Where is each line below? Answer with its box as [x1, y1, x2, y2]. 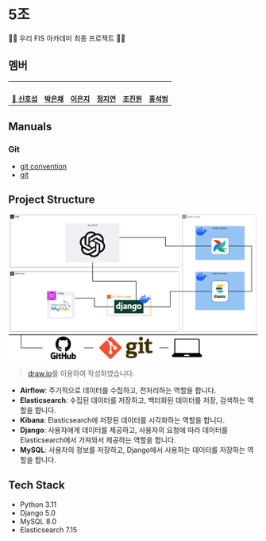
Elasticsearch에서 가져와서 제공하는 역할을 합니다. [19, 435, 176, 444]
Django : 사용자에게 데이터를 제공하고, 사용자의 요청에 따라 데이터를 [19, 425, 229, 435]
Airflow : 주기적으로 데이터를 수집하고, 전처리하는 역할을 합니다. [19, 385, 217, 395]
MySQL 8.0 [19, 516, 57, 526]
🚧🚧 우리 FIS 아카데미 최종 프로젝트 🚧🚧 [8, 33, 125, 43]
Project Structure [8, 193, 95, 207]
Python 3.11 [19, 500, 57, 509]
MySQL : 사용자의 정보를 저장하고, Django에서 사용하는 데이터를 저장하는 [19, 445, 246, 454]
